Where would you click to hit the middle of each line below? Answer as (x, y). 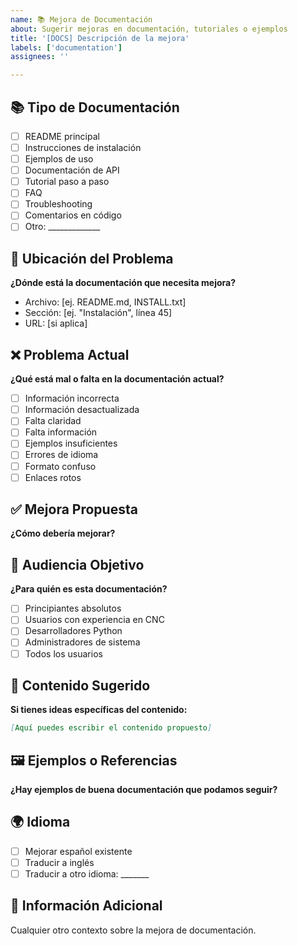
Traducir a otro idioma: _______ (87, 874)
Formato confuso (60, 466)
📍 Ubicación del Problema (92, 258)
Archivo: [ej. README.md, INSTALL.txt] (105, 302)
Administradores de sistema (82, 642)
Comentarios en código (73, 215)
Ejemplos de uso (59, 159)
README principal (62, 136)
